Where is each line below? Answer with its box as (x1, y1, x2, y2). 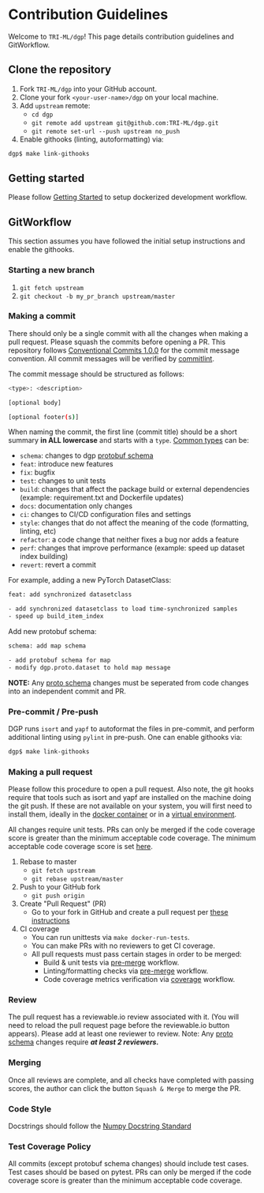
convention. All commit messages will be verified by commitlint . (8, 353, 215, 363)
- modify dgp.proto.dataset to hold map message (8, 663, 171, 671)
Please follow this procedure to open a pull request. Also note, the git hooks (8, 784, 255, 794)
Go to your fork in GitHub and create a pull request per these (31, 908, 229, 917)
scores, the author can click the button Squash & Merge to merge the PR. (8, 1083, 241, 1093)
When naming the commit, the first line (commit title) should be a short (8, 427, 238, 436)
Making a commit (8, 311, 76, 322)
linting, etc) (19, 527, 57, 536)
